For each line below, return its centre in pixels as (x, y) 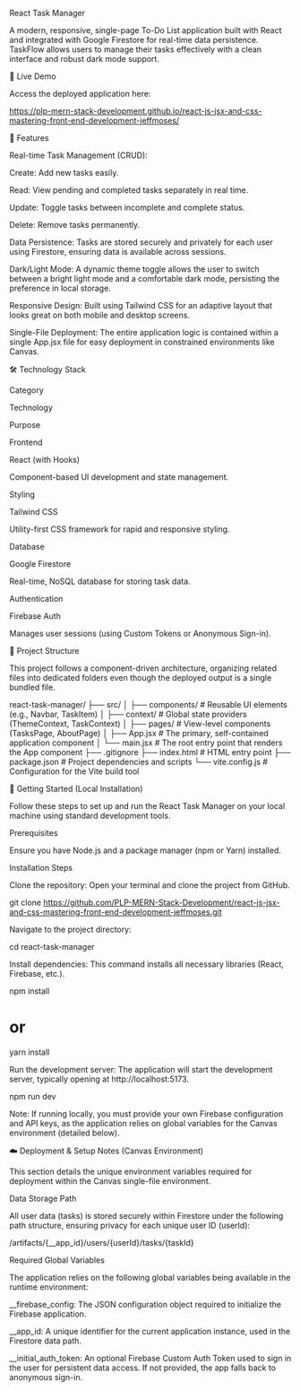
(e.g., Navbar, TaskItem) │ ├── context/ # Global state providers (129, 714)
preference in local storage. (60, 288)
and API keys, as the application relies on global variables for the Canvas (143, 1123)
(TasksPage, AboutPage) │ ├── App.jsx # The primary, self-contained (139, 733)
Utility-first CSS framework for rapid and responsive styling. (120, 529)
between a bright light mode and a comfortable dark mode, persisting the (145, 278)
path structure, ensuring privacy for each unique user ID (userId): (130, 1225)
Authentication (36, 599)
